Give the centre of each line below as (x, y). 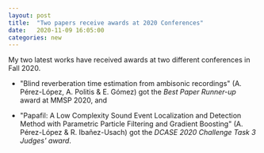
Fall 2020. (25, 69)
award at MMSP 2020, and (63, 100)
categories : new (35, 37)
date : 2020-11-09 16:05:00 (56, 30)
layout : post (30, 15)
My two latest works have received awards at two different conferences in (129, 60)
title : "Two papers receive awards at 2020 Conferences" (106, 23)
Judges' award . (45, 141)
